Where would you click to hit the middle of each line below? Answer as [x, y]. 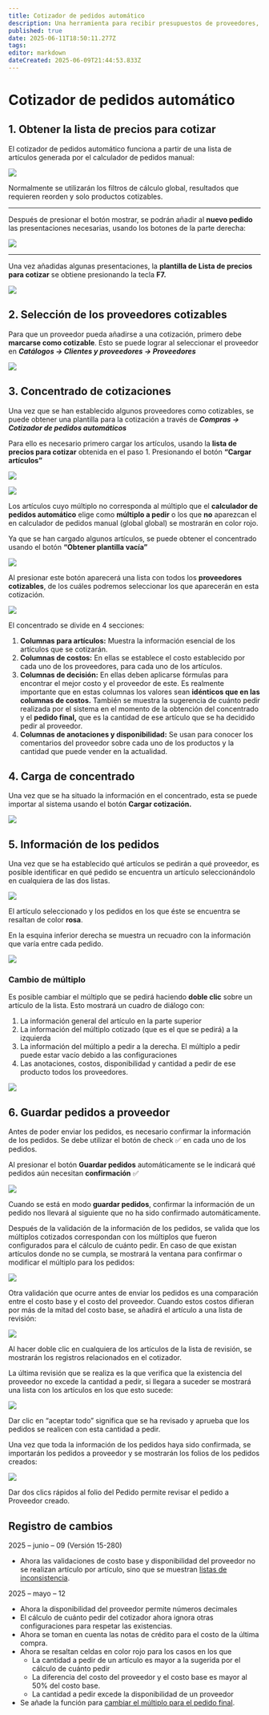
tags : [17, 46]
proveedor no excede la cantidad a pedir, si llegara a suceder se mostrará [130, 1382]
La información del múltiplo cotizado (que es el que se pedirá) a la [129, 1030]
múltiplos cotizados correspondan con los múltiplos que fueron [113, 1237]
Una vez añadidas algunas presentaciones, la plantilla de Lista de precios [130, 266]
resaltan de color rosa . [46, 920]
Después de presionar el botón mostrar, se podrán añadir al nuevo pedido [131, 219]
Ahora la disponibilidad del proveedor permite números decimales [128, 1609]
